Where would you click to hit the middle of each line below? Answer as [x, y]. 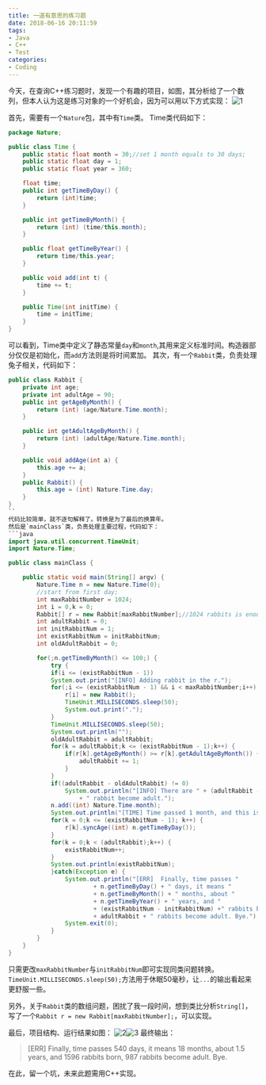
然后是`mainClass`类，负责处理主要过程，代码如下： [84, 527]
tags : [17, 30]
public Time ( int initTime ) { [70, 307]
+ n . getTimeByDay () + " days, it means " [162, 887]
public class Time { [42, 147]
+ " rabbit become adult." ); [127, 798]
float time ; [42, 183]
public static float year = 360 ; [78, 169]
